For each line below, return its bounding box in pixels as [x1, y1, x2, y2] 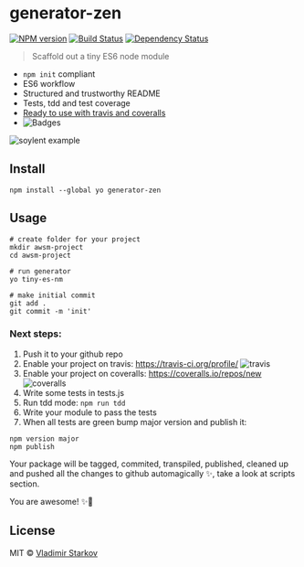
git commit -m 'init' [9, 306, 92, 316]
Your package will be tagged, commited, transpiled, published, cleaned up [9, 458, 289, 469]
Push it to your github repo [22, 348, 123, 359]
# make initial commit [9, 291, 96, 300]
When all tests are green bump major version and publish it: [22, 416, 247, 427]
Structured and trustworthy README [22, 88, 162, 99]
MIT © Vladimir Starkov [9, 547, 99, 558]
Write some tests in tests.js [22, 387, 125, 398]
